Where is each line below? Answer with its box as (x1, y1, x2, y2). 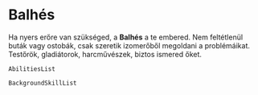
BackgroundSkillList (8, 79, 78, 87)
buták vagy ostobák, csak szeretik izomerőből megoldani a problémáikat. (8, 40, 251, 50)
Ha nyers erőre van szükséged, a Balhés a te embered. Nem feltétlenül (8, 32, 244, 42)
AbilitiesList (8, 64, 56, 73)
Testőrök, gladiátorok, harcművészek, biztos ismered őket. (8, 49, 203, 59)
